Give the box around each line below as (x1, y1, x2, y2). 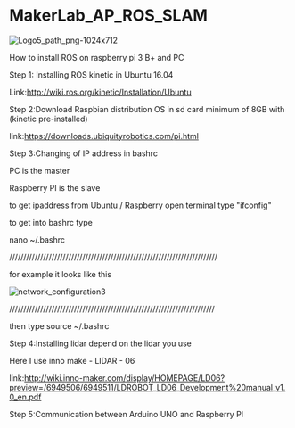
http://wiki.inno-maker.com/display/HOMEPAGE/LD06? (23, 372, 225, 383)
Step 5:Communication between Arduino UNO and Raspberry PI (9, 408, 244, 419)
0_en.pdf (9, 391, 42, 402)
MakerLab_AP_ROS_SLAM (9, 5, 208, 26)
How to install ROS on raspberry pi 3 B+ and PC (9, 52, 184, 62)
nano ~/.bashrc (9, 234, 65, 245)
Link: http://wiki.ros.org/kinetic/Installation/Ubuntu (9, 86, 192, 97)
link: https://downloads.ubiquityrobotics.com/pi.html (9, 130, 199, 141)
